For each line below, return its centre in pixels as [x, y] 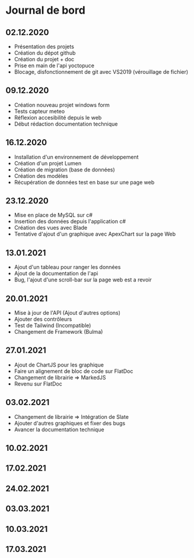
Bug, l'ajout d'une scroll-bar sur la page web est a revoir [83, 280]
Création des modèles [41, 175]
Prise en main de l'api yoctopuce [54, 65]
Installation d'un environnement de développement [76, 157]
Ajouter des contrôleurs [43, 319]
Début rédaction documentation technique [66, 124]
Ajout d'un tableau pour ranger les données [67, 267]
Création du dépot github [45, 53]
